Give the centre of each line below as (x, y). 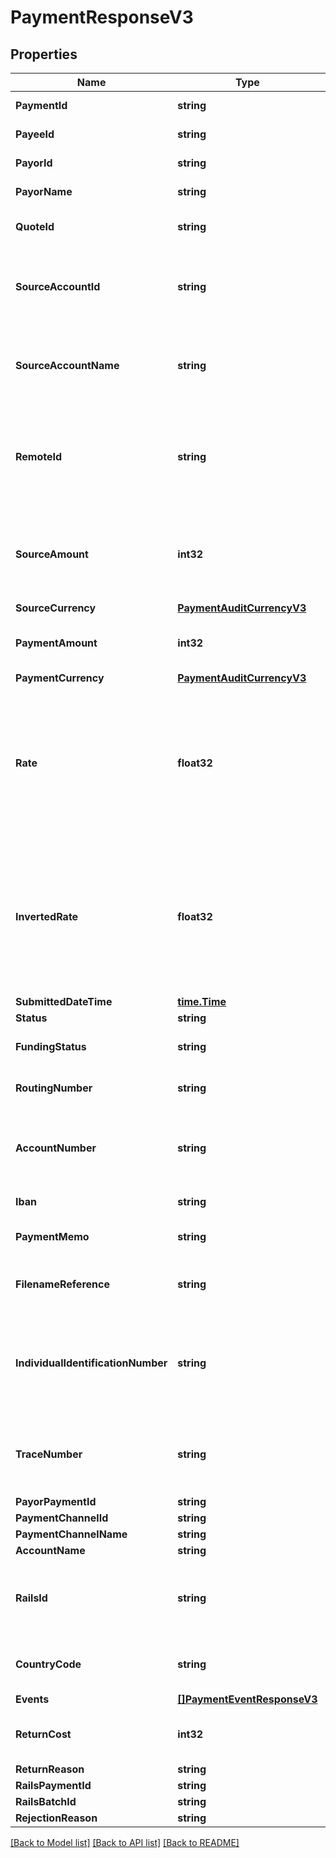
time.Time (202, 1001)
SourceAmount (52, 554)
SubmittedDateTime (64, 1001)
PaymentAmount (56, 643)
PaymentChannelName (71, 1534)
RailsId (31, 1598)
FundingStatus (51, 1046)
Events (32, 1699)
